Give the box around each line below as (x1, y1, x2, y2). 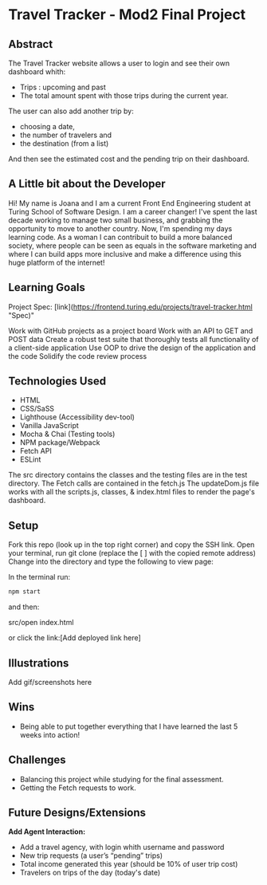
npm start (8, 588, 41, 596)
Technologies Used (8, 375, 106, 388)
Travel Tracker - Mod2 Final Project (8, 6, 246, 24)
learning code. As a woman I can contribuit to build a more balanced (8, 232, 233, 242)
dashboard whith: (8, 67, 66, 77)
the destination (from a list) (19, 139, 109, 148)
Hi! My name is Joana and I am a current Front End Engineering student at (8, 198, 251, 208)
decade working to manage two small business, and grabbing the (8, 215, 223, 225)
